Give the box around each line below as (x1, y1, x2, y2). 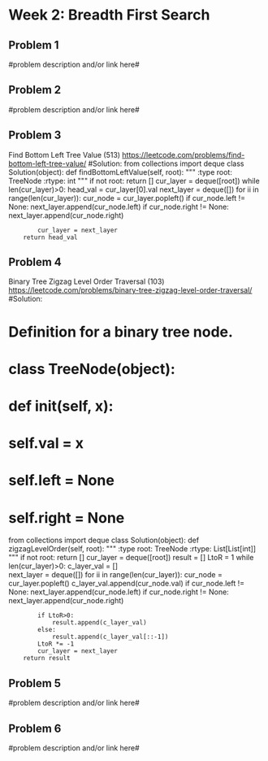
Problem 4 (8, 255, 63, 269)
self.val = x (8, 434, 84, 453)
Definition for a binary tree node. (8, 323, 234, 341)
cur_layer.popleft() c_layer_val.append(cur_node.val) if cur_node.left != (8, 579, 245, 589)
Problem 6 (8, 721, 62, 735)
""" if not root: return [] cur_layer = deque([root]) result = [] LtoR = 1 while (8, 553, 254, 563)
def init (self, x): (8, 397, 114, 415)
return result (23, 654, 71, 663)
